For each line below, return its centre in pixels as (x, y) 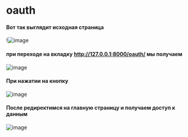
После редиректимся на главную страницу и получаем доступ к (91, 108)
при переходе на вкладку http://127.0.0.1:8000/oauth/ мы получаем (94, 54)
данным (17, 114)
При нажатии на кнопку (37, 81)
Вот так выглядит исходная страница (55, 27)
